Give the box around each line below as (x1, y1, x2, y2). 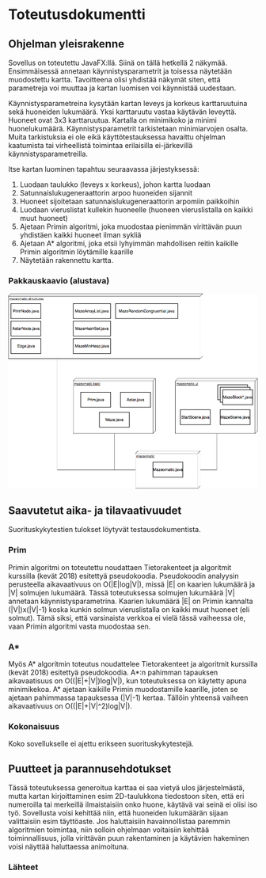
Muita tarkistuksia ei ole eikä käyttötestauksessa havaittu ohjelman (8, 132, 226, 142)
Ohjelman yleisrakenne (8, 37, 125, 51)
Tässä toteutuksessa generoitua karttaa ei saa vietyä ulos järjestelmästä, (8, 783, 245, 792)
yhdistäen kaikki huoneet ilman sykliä (19, 230, 142, 239)
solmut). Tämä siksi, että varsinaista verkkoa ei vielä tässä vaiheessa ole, (8, 613, 246, 622)
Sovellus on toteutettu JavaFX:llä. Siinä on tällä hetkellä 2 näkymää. (8, 58, 228, 67)
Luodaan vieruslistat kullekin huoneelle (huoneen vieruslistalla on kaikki (19, 205, 253, 215)
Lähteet (8, 861, 39, 872)
